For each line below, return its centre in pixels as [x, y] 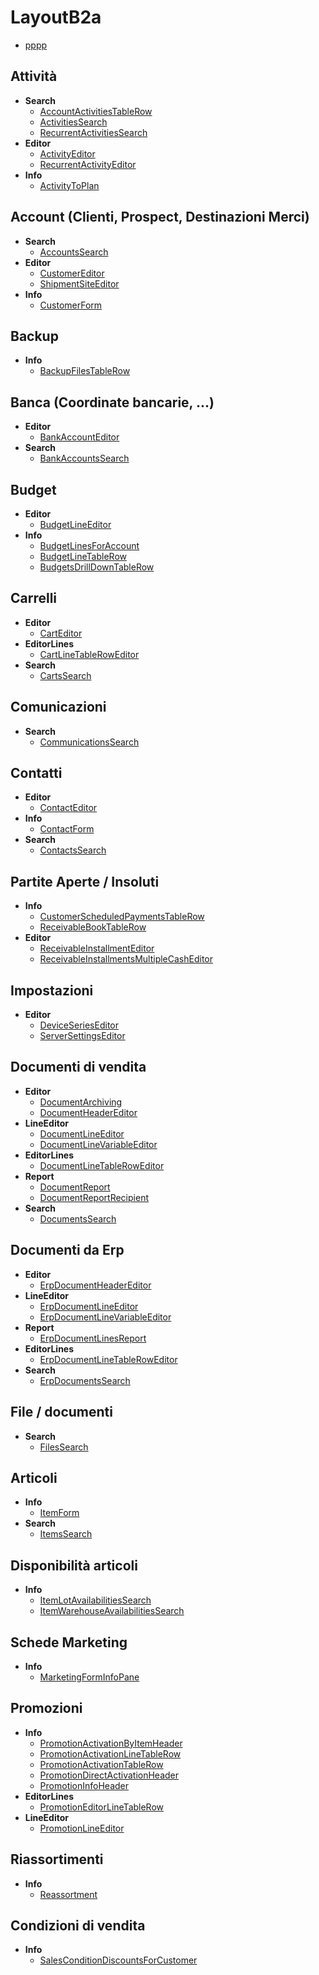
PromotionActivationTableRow [101, 1764]
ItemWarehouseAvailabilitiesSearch [112, 1611]
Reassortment [68, 1894]
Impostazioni [52, 990]
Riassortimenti [57, 1859]
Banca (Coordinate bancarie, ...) [112, 402]
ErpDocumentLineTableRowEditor [108, 1359]
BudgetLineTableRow [83, 556]
